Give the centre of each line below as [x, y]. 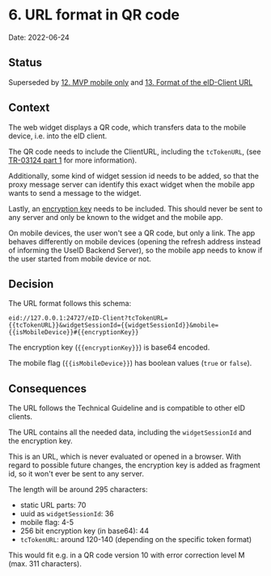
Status [25, 63]
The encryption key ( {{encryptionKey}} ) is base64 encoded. [109, 347]
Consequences [48, 389]
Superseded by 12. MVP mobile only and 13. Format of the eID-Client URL [131, 82]
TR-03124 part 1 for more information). [73, 160]
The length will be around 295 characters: [78, 489]
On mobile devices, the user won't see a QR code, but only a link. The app [132, 233]
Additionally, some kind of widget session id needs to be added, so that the [133, 176]
